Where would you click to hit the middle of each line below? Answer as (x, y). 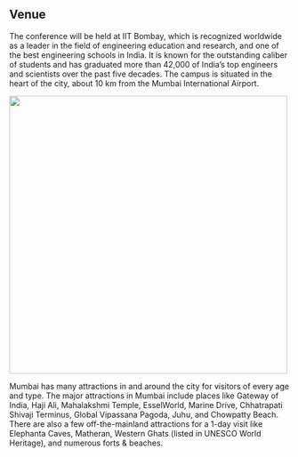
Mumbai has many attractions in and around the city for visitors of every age (149, 386)
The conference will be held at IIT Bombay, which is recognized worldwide (146, 36)
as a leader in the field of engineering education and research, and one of (145, 45)
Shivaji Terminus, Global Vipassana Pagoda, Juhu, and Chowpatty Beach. (144, 414)
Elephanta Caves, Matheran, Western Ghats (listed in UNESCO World (135, 433)
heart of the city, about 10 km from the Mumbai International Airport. (134, 83)
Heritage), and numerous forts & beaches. (86, 443)
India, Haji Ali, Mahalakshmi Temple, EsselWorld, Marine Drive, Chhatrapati (146, 405)
